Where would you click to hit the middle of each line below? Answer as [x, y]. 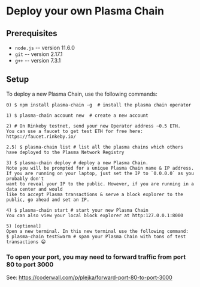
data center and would [34, 189]
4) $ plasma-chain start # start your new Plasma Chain [77, 210]
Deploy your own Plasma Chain [85, 11]
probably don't [25, 179]
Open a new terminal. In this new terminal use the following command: [97, 231]
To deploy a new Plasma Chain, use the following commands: [82, 94]
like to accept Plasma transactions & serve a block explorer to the [95, 194]
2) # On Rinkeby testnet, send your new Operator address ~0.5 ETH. [93, 126]
